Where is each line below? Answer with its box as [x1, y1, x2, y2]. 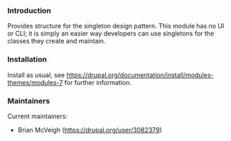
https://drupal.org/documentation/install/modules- [66, 70, 214, 79]
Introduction [7, 6, 51, 16]
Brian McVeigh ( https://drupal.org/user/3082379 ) [17, 125, 162, 134]
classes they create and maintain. [7, 37, 106, 45]
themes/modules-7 [7, 78, 63, 86]
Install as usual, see [7, 70, 65, 79]
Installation [7, 55, 48, 64]
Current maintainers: [7, 112, 68, 120]
